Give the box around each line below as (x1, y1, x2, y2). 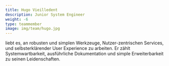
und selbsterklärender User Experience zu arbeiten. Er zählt (5, 45, 130, 51)
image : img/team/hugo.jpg (5, 26, 60, 31)
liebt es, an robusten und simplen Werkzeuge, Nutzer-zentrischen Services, (5, 40, 164, 46)
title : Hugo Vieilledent (5, 7, 58, 13)
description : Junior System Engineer (5, 12, 85, 17)
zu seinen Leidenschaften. (5, 56, 61, 62)
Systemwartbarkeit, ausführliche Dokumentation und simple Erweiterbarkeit (5, 51, 164, 57)
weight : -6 (5, 17, 28, 22)
